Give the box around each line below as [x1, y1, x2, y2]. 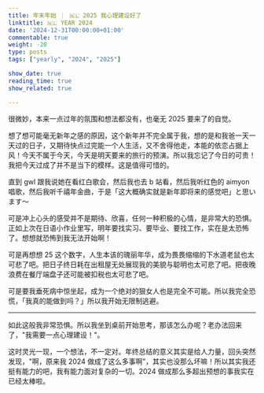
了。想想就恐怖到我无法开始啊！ [8, 233, 112, 243]
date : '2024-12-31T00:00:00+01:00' [8, 26, 125, 34]
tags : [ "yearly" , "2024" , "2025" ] [8, 56, 122, 64]
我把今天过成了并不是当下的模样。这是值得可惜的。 [8, 160, 174, 169]
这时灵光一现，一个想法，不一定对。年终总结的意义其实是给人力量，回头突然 [8, 347, 256, 356]
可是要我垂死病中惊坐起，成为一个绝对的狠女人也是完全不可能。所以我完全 [8, 286, 249, 295]
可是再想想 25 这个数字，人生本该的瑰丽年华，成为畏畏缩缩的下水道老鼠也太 [8, 250, 255, 259]
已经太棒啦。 [8, 376, 49, 386]
